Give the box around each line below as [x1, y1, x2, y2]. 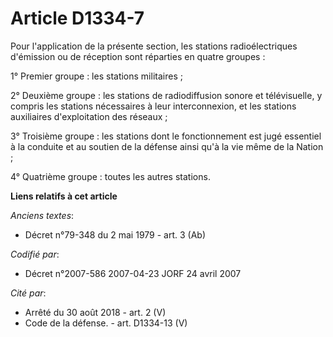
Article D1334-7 [10, 7, 145, 30]
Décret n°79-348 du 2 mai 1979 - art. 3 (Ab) [24, 228, 206, 241]
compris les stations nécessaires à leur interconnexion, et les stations [10, 100, 297, 112]
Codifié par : [10, 248, 60, 260]
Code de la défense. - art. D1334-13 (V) [24, 317, 188, 329]
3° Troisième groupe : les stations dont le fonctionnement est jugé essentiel [10, 130, 322, 142]
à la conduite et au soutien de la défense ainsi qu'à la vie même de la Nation [10, 140, 324, 152]
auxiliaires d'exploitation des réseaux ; [10, 110, 168, 122]
